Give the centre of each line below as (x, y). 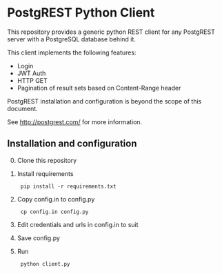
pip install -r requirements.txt (68, 186)
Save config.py (39, 238)
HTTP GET (32, 80)
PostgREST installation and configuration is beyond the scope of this (104, 101)
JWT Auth (31, 73)
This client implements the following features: (72, 52)
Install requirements (45, 173)
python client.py (45, 264)
